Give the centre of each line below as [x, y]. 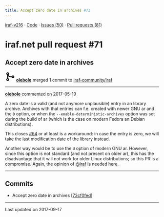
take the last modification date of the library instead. [58, 139]
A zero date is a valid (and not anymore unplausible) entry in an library [76, 103]
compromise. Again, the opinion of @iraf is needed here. [62, 164]
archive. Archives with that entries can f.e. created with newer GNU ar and [80, 108]
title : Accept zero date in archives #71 [48, 10]
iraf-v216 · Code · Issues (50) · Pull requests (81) [54, 25]
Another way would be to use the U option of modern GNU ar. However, [77, 148]
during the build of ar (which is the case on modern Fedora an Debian [75, 119]
